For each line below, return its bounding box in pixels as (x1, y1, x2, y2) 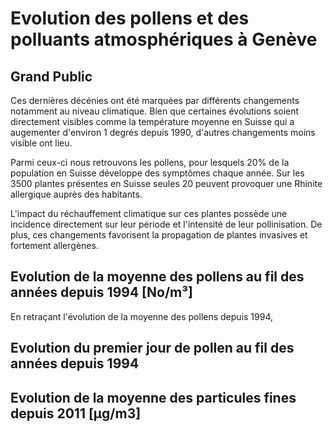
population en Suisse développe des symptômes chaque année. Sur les (10, 167, 305, 179)
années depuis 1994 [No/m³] (10, 284, 194, 301)
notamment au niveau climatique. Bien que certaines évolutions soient (10, 105, 300, 117)
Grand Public (10, 68, 93, 85)
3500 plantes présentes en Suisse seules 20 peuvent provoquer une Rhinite (10, 178, 323, 189)
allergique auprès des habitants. (10, 188, 143, 200)
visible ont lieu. (10, 137, 73, 149)
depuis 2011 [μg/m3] (10, 405, 142, 422)
